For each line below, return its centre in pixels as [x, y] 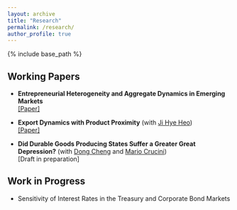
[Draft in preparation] [49, 159]
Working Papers [44, 77]
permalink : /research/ [41, 27]
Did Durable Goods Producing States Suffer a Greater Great [107, 144]
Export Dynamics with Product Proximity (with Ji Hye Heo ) [105, 122]
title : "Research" [34, 21]
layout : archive [31, 14]
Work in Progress [46, 181]
